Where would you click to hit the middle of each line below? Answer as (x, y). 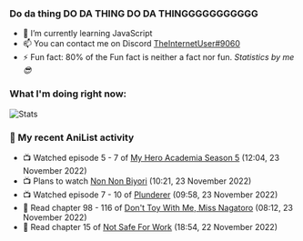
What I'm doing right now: (68, 94)
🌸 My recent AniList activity (72, 137)
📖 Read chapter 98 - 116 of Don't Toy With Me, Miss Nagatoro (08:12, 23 (158, 207)
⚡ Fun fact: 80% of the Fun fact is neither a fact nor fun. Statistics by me (158, 57)
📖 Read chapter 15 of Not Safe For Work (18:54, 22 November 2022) (150, 226)
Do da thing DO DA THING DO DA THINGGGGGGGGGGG (134, 14)
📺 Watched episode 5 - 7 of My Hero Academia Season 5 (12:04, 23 (151, 157)
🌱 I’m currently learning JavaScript (87, 34)
